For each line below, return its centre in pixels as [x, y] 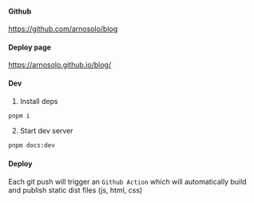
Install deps [39, 101]
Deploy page [30, 47]
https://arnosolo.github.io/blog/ [60, 65]
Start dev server [46, 131]
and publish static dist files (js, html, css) [75, 190]
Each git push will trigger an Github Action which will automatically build [127, 181]
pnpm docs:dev [32, 145]
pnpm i [19, 116]
